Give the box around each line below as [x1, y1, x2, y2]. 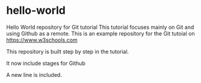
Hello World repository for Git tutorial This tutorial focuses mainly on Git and [6, 23, 194, 31]
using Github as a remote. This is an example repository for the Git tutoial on [6, 29, 195, 37]
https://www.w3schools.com [6, 36, 78, 43]
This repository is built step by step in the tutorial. [6, 48, 129, 55]
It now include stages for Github [6, 60, 86, 67]
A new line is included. [6, 71, 62, 78]
